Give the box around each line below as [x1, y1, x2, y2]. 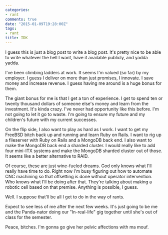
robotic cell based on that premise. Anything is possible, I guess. [5, 184, 138, 190]
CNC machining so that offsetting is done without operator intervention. [5, 173, 152, 179]
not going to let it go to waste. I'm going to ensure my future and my [5, 111, 145, 117]
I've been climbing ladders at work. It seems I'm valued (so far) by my [5, 69, 149, 75]
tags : [5, 26, 16, 31]
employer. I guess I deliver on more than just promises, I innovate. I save [5, 75, 154, 81]
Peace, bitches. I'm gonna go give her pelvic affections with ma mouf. [5, 224, 149, 230]
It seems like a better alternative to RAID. [5, 153, 89, 159]
